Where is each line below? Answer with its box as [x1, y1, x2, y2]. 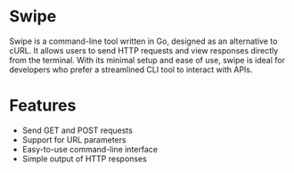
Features [9, 95, 77, 116]
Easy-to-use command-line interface [21, 144, 159, 154]
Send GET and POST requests [21, 125, 134, 136]
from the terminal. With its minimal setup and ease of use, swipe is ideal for [9, 54, 285, 65]
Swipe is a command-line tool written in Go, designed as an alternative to [9, 36, 278, 46]
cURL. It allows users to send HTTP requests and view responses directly [9, 45, 279, 55]
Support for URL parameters [21, 134, 127, 144]
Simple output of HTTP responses [21, 153, 147, 164]
